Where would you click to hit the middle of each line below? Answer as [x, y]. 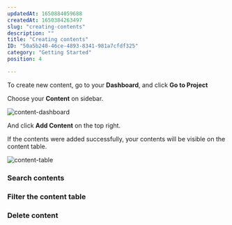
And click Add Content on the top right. [64, 125]
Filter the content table [47, 196]
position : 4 [24, 59]
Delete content [33, 215]
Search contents [36, 178]
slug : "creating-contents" [46, 26]
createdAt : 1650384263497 [45, 20]
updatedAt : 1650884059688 [45, 14]
